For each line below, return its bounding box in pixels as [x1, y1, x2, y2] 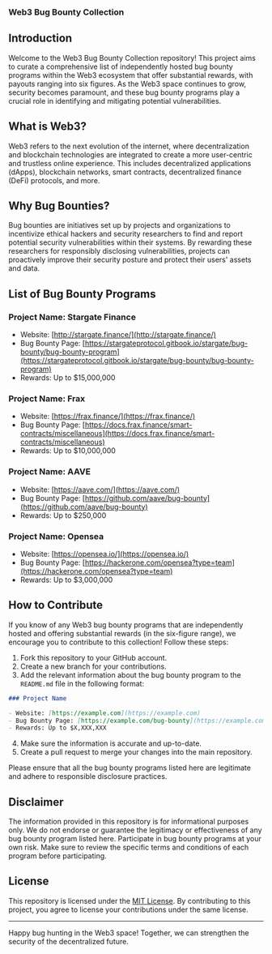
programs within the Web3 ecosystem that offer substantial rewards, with [8, 70, 253, 79]
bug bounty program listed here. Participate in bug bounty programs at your [8, 834, 261, 844]
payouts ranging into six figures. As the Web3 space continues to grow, [8, 79, 247, 88]
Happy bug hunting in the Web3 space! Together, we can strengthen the [8, 927, 249, 938]
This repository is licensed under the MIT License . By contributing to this [8, 896, 251, 905]
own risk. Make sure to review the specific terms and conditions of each [8, 842, 249, 853]
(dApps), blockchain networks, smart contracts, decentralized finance [8, 167, 242, 177]
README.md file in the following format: [19, 678, 144, 688]
